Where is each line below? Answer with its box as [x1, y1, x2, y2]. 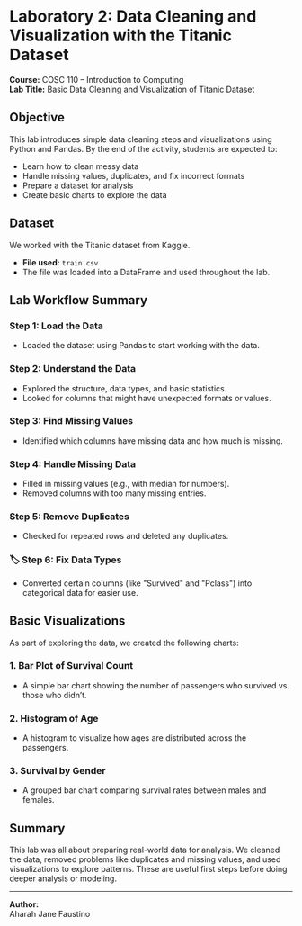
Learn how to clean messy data [22, 160, 139, 172]
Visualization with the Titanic [9, 25, 232, 46]
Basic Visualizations [9, 614, 126, 629]
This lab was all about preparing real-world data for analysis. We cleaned [9, 844, 280, 856]
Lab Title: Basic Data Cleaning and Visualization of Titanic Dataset [9, 84, 255, 94]
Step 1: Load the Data [9, 319, 103, 332]
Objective [9, 110, 66, 125]
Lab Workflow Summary [9, 292, 148, 308]
